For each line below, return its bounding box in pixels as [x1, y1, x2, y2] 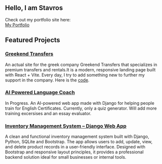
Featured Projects [5, 36, 60, 44]
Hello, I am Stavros [5, 4, 63, 12]
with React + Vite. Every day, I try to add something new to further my [5, 72, 145, 78]
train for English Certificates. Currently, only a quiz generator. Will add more [5, 105, 157, 111]
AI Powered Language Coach [5, 89, 75, 96]
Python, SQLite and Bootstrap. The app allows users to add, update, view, [5, 139, 153, 145]
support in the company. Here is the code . [5, 77, 90, 83]
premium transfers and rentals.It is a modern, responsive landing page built [5, 66, 156, 72]
